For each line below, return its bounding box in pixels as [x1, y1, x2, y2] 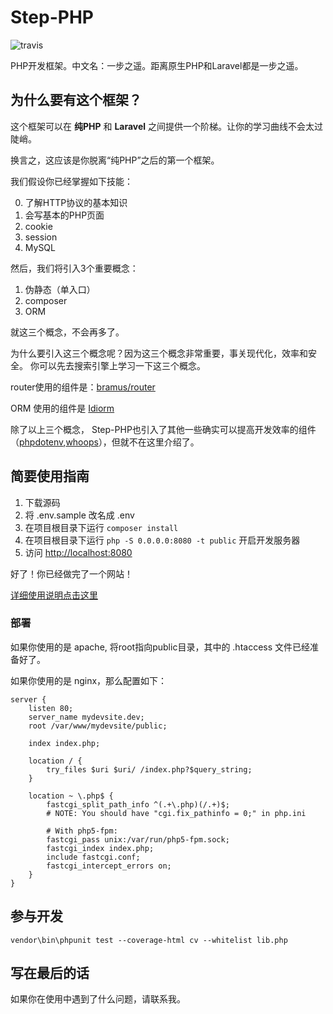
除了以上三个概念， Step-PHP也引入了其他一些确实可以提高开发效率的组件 [10, 423, 317, 435]
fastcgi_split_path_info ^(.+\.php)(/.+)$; [46, 799, 230, 810]
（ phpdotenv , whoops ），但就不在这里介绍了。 [10, 436, 200, 448]
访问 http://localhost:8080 [24, 546, 133, 558]
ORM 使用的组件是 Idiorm [10, 402, 115, 414]
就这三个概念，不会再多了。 [10, 326, 125, 338]
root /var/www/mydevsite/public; [28, 721, 168, 731]
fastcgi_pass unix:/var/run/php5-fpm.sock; [46, 834, 230, 845]
